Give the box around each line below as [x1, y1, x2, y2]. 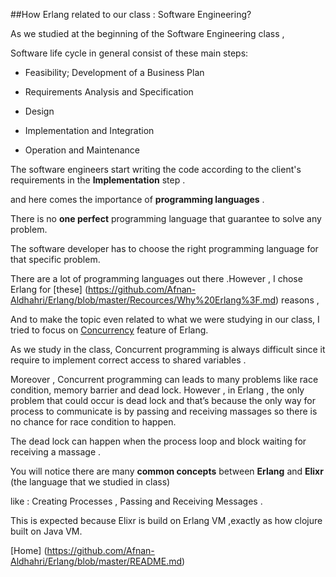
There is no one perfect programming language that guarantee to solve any [10, 213, 322, 224]
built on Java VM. [10, 525, 83, 537]
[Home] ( [10, 545, 48, 556]
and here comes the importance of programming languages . [10, 194, 265, 205]
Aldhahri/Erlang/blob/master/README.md [10, 555, 182, 567]
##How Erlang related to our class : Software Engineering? [10, 9, 252, 20]
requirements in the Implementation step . [10, 174, 186, 186]
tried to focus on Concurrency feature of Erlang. [10, 324, 209, 336]
